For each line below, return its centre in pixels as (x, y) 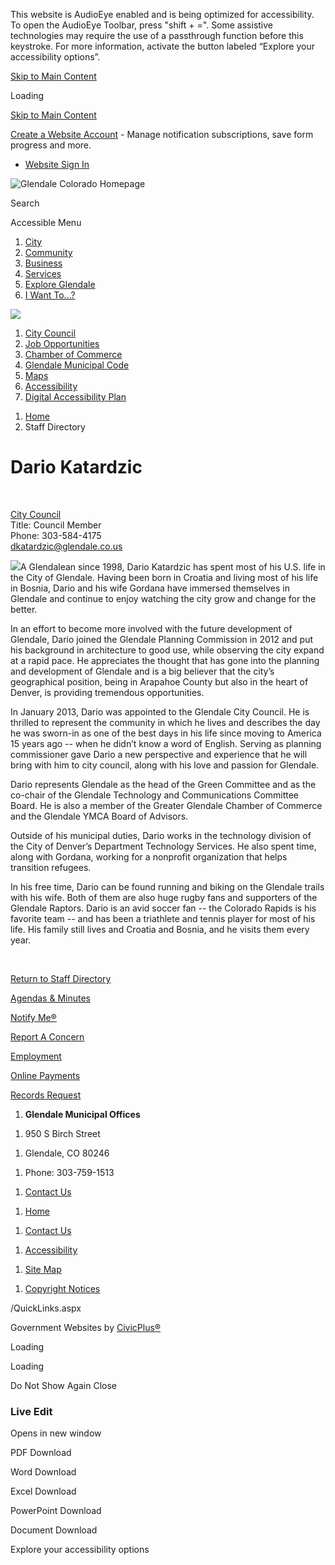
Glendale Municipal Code (77, 365)
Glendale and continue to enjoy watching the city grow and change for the (163, 598)
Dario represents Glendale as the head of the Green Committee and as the (163, 784)
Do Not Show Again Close (63, 1385)
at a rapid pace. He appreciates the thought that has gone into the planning (165, 660)
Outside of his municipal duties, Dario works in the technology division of (161, 835)
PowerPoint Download (56, 1511)
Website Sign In (57, 164)
